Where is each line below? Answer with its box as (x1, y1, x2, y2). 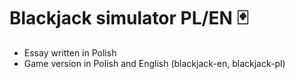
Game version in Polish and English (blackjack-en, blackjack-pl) (23, 57, 286, 69)
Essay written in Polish (23, 46, 117, 59)
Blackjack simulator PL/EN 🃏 (9, 7, 249, 30)
